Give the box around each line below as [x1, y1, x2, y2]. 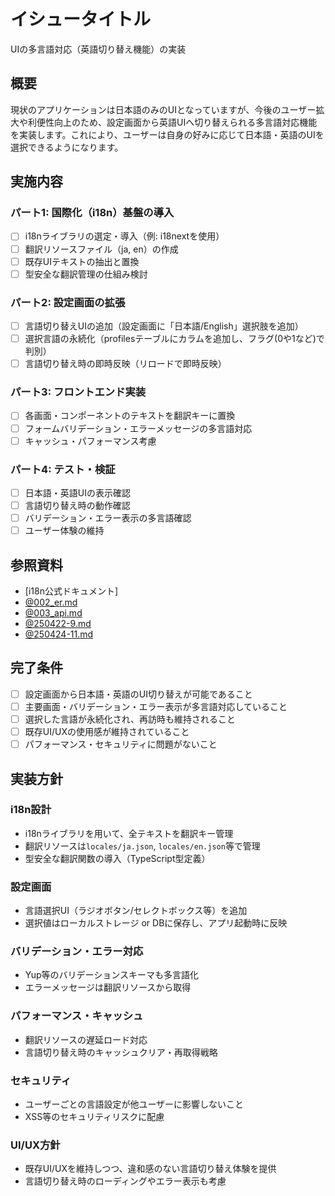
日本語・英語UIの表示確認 [24, 486, 131, 499]
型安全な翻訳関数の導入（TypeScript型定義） [24, 852, 211, 864]
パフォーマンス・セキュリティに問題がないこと [24, 738, 218, 750]
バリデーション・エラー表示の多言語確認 [24, 512, 192, 524]
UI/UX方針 [10, 1138, 61, 1152]
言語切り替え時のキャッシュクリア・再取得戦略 [24, 1046, 218, 1058]
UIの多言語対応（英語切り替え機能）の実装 [10, 43, 187, 55]
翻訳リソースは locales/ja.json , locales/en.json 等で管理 [24, 840, 261, 852]
